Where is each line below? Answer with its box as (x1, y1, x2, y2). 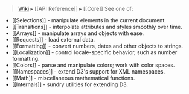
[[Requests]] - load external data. (11, 36, 95, 43)
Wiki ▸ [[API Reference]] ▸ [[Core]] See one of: (18, 5, 133, 12)
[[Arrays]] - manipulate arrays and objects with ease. (11, 30, 144, 37)
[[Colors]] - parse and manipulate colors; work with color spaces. (11, 61, 175, 69)
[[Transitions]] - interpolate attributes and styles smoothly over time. (11, 23, 182, 30)
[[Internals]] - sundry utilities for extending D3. (11, 81, 129, 88)
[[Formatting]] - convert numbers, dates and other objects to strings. (11, 42, 183, 49)
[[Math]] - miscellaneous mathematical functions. (11, 75, 135, 81)
